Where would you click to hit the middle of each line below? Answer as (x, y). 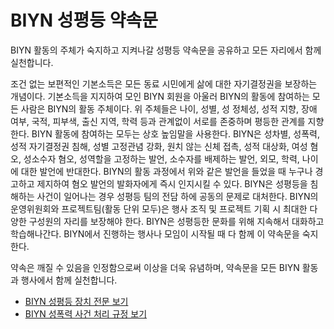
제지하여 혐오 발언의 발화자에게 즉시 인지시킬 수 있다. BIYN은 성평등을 (172, 183)
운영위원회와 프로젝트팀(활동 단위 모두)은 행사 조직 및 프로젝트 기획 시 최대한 (159, 208)
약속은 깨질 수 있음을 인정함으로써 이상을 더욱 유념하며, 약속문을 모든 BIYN (155, 267)
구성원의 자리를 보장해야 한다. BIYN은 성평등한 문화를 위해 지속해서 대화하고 (176, 221)
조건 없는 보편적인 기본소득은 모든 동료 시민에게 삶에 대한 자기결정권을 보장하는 (164, 83)
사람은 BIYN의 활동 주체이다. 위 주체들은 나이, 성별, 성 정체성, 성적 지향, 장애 (169, 108)
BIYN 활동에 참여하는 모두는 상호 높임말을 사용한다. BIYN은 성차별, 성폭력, (175, 133)
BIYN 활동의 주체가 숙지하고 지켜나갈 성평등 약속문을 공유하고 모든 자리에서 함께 (166, 50)
